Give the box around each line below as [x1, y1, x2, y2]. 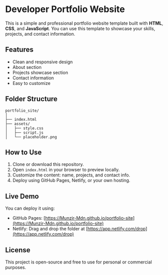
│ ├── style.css [5, 126, 44, 131]
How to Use [5, 148, 42, 156]
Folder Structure [5, 95, 58, 104]
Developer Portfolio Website [5, 4, 125, 15]
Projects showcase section [12, 69, 69, 75]
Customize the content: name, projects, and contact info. [12, 172, 130, 178]
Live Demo [5, 192, 39, 201]
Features [5, 45, 34, 54]
